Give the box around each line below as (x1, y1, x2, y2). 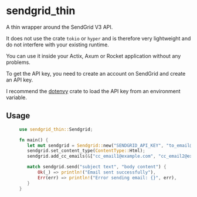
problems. (6, 59, 30, 66)
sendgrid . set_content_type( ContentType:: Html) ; (27, 148, 145, 154)
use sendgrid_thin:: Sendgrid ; (19, 126, 93, 133)
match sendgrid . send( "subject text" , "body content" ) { (27, 164, 167, 170)
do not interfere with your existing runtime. (6, 41, 110, 48)
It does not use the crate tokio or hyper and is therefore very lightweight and (6, 35, 191, 42)
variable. (6, 94, 28, 101)
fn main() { (19, 137, 49, 143)
